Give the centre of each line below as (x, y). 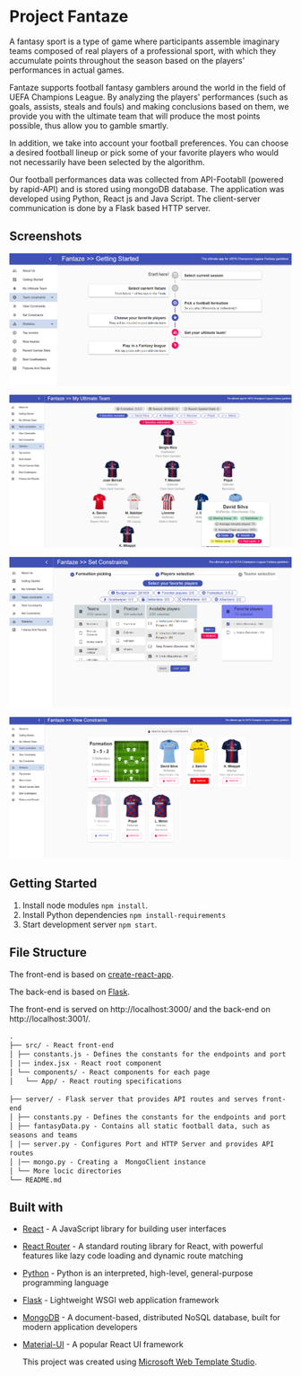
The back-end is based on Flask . (70, 992)
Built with (36, 1207)
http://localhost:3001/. (50, 1019)
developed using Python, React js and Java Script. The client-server (135, 198)
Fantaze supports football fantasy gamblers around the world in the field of (148, 87)
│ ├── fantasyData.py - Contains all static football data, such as (140, 1126)
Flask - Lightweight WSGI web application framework (120, 1301)
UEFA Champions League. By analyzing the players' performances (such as (149, 97)
